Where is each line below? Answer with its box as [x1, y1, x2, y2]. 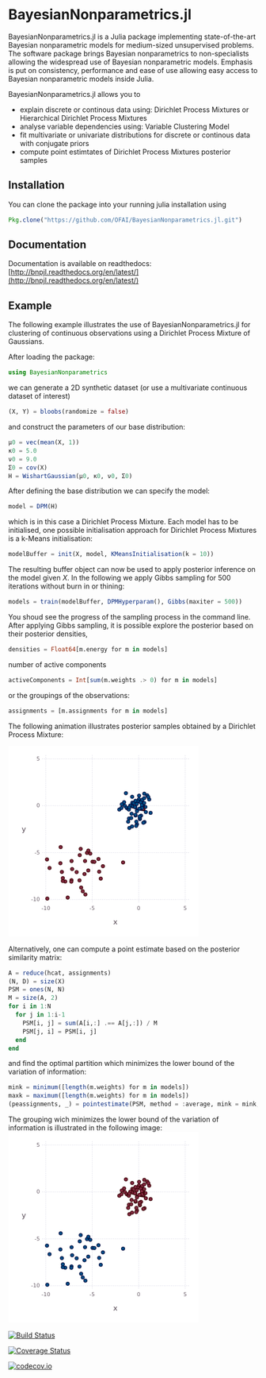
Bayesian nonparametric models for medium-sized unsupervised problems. [8, 40, 255, 49]
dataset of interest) [8, 392, 71, 401]
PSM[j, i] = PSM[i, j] [22, 1027, 97, 1036]
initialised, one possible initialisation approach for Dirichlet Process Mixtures [8, 526, 257, 535]
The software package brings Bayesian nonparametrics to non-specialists [8, 48, 249, 58]
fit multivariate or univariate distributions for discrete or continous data [19, 129, 251, 140]
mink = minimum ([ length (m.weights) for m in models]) [8, 1083, 190, 1091]
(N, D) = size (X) [8, 977, 66, 986]
